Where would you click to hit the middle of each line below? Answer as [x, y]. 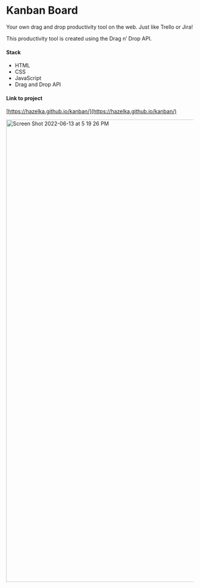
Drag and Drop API [38, 85]
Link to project [24, 98]
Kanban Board [42, 10]
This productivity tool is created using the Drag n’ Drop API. [79, 38]
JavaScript [28, 78]
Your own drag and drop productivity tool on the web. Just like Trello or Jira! [100, 27]
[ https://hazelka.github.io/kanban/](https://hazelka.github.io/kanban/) [91, 112]
